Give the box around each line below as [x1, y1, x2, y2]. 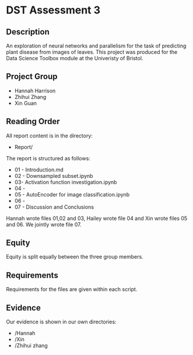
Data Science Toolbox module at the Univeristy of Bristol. [6, 55, 143, 61]
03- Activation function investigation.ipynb [14, 178, 117, 185]
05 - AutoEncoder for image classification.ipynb [14, 191, 130, 198]
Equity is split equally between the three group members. [6, 253, 144, 260]
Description [6, 27, 50, 37]
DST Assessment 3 [6, 4, 101, 17]
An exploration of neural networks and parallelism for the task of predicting [6, 42, 187, 49]
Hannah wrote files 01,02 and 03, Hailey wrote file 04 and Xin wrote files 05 [6, 215, 188, 222]
